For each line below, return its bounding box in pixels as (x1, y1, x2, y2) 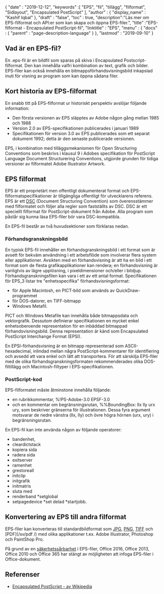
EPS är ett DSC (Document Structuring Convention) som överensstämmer (5, 198, 153, 204)
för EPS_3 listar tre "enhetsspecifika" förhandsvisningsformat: (5, 278, 130, 284)
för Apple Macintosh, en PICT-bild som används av (12, 287, 115, 293)
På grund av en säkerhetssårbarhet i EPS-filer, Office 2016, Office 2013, (5, 546, 150, 551)
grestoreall (12, 468, 34, 474)
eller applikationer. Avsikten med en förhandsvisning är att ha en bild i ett (5, 257, 152, 263)
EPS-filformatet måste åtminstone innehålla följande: (5, 387, 111, 393)
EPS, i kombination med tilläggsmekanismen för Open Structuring (5, 145, 137, 151)
